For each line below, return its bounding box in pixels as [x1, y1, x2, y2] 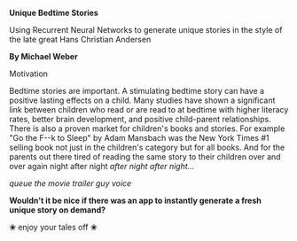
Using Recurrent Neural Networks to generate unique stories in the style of [9, 25, 283, 35]
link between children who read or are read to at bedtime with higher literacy [9, 105, 289, 114]
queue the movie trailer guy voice [9, 178, 132, 189]
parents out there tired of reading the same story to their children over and [9, 152, 281, 162]
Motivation [9, 68, 49, 79]
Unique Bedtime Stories [9, 8, 99, 18]
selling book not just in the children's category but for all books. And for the [9, 142, 285, 152]
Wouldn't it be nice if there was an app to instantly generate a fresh [9, 195, 262, 206]
